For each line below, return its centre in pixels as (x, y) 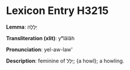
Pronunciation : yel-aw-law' (40, 49)
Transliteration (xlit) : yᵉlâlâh (40, 38)
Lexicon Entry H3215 (57, 11)
